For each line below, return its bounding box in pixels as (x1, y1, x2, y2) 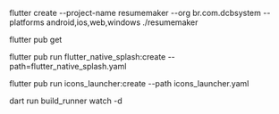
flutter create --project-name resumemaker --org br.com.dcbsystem (9, 8, 262, 18)
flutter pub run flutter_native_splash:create (9, 52, 166, 61)
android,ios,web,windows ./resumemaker (46, 17, 199, 28)
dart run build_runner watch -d (9, 95, 123, 106)
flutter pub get (9, 35, 63, 45)
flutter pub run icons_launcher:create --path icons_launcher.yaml (9, 78, 249, 88)
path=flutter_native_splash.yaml (9, 61, 127, 71)
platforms (9, 17, 45, 28)
